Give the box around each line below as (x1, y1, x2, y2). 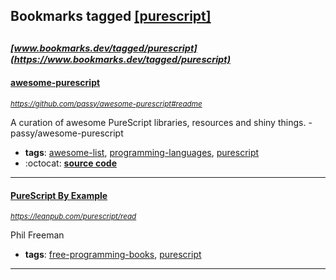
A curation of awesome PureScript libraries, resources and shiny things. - (10, 116, 313, 128)
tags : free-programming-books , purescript (24, 249, 202, 261)
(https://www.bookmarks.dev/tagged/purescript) (10, 53, 232, 66)
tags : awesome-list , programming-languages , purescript (24, 146, 260, 158)
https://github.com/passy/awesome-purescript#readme (10, 99, 203, 109)
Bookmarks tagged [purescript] (10, 8, 212, 25)
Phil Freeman (10, 229, 65, 241)
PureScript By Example (10, 189, 108, 201)
